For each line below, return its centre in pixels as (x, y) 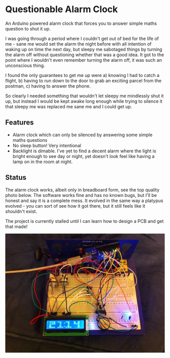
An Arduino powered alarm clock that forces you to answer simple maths (81, 23)
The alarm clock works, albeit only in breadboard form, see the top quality (82, 190)
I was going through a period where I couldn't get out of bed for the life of (82, 38)
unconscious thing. (25, 65)
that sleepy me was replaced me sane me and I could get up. (69, 106)
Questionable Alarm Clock (61, 9)
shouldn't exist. (21, 211)
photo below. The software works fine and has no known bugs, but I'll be (81, 195)
